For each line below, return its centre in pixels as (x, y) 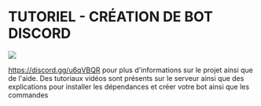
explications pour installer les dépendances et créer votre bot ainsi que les (129, 86)
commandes (28, 95)
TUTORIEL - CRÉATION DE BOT (111, 17)
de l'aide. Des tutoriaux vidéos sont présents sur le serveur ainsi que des (126, 78)
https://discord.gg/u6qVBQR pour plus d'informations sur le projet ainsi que (131, 70)
